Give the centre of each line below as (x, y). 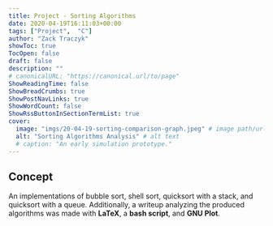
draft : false (30, 62)
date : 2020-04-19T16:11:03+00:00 (65, 23)
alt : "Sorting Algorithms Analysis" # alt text (98, 136)
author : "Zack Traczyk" (49, 38)
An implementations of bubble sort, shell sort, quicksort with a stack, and (131, 196)
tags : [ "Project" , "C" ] (50, 31)
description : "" (36, 69)
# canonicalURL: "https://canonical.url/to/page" (94, 76)
